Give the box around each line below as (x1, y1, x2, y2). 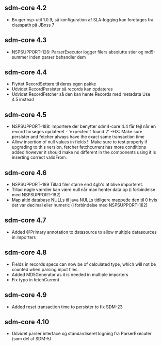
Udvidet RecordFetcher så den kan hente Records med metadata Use (11, 91, 151, 97)
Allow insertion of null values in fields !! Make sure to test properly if (11, 139, 147, 145)
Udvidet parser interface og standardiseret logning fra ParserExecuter (11, 330, 152, 337)
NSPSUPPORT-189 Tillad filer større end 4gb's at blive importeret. (11, 182, 144, 188)
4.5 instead (11, 97, 34, 103)
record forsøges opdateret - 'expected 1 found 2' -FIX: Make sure (11, 129, 143, 135)
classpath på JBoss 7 (11, 22, 54, 28)
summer (11, 54, 29, 60)
